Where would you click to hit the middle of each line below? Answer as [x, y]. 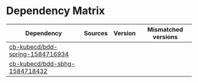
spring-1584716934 [39, 54]
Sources [96, 33]
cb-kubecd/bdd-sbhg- [42, 64]
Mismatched [165, 29]
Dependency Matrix [55, 11]
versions [165, 36]
